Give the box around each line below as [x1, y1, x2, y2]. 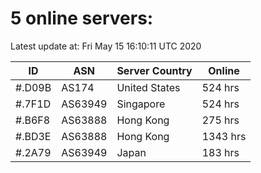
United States [116, 80, 181, 94]
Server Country [116, 63, 193, 77]
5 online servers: [10, 7, 154, 30]
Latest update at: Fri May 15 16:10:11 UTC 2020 [10, 40, 202, 52]
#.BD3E [15, 129, 52, 143]
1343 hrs [201, 129, 247, 143]
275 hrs [201, 113, 240, 127]
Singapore [116, 97, 166, 111]
